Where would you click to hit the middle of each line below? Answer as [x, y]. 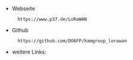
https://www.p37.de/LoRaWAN [52, 19]
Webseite [24, 9]
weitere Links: [29, 52]
